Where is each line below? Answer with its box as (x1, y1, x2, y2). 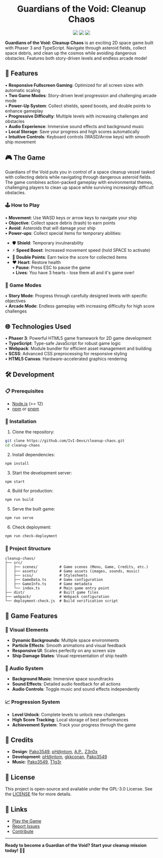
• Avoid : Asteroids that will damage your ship (5, 225, 96, 231)
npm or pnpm (12, 406, 40, 412)
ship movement (5, 139, 36, 145)
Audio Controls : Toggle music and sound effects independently (12, 686, 140, 692)
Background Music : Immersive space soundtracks (12, 676, 114, 682)
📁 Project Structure (5, 545, 51, 552)
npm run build (5, 497, 34, 502)
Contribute (12, 828, 34, 834)
